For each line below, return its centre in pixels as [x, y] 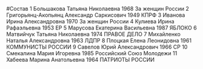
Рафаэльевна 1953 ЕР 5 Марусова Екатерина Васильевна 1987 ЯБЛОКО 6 [101, 28]
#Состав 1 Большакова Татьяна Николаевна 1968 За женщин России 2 [98, 9]
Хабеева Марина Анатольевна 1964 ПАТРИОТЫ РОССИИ [81, 60]
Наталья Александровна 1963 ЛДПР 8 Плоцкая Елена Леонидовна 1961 [99, 40]
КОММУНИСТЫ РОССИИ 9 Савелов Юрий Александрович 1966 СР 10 [97, 47]
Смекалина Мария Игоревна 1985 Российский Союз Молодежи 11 [92, 53]
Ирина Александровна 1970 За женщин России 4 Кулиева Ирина [90, 21]
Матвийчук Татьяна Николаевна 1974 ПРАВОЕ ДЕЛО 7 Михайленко [93, 34]
